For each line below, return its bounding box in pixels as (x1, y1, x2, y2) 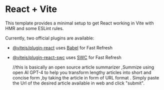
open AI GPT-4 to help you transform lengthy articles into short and (12, 69, 151, 75)
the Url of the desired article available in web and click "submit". (12, 80, 145, 86)
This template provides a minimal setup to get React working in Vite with (5, 20, 154, 26)
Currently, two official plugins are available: (5, 35, 94, 41)
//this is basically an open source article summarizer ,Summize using (12, 64, 154, 70)
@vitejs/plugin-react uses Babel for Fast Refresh (12, 44, 113, 50)
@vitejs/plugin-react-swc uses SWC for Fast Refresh (12, 54, 121, 60)
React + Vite (5, 3, 57, 15)
